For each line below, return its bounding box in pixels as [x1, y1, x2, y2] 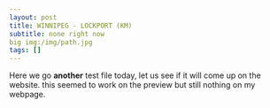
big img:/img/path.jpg [9, 37, 93, 47]
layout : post [9, 12, 58, 22]
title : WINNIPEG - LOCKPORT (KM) [9, 21, 133, 30]
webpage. [9, 89, 46, 100]
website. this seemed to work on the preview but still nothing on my [9, 80, 256, 90]
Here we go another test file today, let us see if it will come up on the [9, 70, 261, 81]
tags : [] [9, 46, 42, 55]
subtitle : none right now [9, 29, 104, 38]
